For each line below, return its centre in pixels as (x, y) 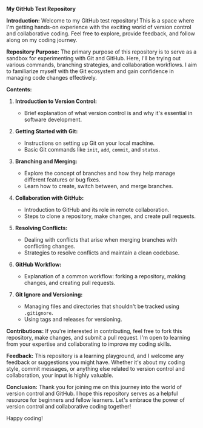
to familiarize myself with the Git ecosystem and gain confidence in (90, 71)
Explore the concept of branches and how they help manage (100, 173)
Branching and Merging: (46, 161)
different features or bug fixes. (62, 180)
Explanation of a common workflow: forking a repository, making (105, 276)
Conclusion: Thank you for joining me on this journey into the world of (94, 387)
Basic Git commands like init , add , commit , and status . (92, 149)
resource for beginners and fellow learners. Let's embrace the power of (96, 400)
